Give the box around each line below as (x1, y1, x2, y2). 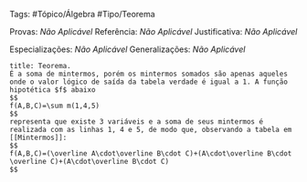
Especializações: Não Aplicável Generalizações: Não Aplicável (9, 44, 246, 55)
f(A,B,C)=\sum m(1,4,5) (9, 101, 101, 110)
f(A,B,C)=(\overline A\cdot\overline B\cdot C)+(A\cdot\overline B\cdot (9, 149, 292, 158)
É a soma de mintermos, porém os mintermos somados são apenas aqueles (9, 69, 288, 78)
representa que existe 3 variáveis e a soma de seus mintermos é (9, 117, 263, 126)
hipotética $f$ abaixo (9, 86, 96, 95)
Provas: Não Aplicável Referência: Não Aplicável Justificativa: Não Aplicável (9, 26, 298, 36)
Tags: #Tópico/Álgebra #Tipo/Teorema (9, 9, 155, 19)
